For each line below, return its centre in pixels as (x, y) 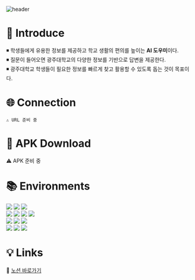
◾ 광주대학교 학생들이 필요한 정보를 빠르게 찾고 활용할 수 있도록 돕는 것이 (90, 69)
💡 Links (25, 252)
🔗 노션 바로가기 (24, 270)
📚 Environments (48, 186)
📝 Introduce (35, 33)
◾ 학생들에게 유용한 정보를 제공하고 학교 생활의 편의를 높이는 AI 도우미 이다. (92, 50)
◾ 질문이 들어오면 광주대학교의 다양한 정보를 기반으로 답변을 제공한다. (86, 59)
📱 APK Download (49, 144)
